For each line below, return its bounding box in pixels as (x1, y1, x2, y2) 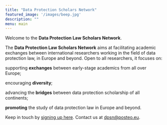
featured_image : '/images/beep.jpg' (5, 12, 81, 17)
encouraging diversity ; (5, 80, 53, 86)
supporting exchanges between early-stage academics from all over (5, 65, 147, 71)
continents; (5, 95, 28, 101)
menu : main (5, 21, 28, 26)
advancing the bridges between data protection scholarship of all (5, 89, 140, 95)
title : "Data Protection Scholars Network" (5, 7, 97, 12)
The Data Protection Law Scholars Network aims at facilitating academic (5, 44, 156, 50)
